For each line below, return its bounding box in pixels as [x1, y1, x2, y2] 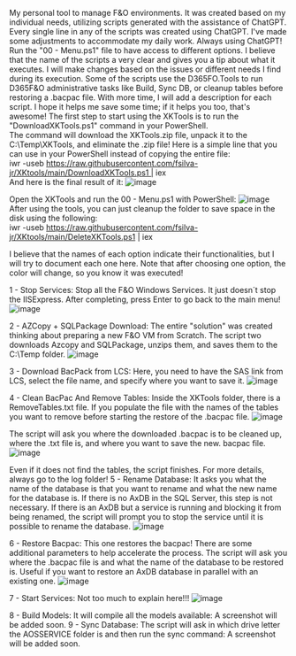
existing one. [9, 575, 56, 586]
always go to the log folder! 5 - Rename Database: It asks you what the [9, 474, 267, 484]
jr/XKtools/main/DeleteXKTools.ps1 [9, 232, 136, 242]
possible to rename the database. [9, 521, 131, 531]
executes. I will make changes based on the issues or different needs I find [9, 64, 281, 74]
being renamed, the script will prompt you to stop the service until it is [9, 512, 263, 521]
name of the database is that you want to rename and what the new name [9, 483, 277, 494]
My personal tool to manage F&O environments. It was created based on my [9, 8, 286, 18]
